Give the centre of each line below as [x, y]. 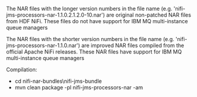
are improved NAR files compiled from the [133, 45]
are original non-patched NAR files [149, 15]
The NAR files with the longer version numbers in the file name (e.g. [89, 9]
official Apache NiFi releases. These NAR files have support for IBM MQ [94, 52]
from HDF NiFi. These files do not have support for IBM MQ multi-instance [97, 21]
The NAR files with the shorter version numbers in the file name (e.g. [90, 39]
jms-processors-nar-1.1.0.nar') [43, 45]
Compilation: [22, 70]
